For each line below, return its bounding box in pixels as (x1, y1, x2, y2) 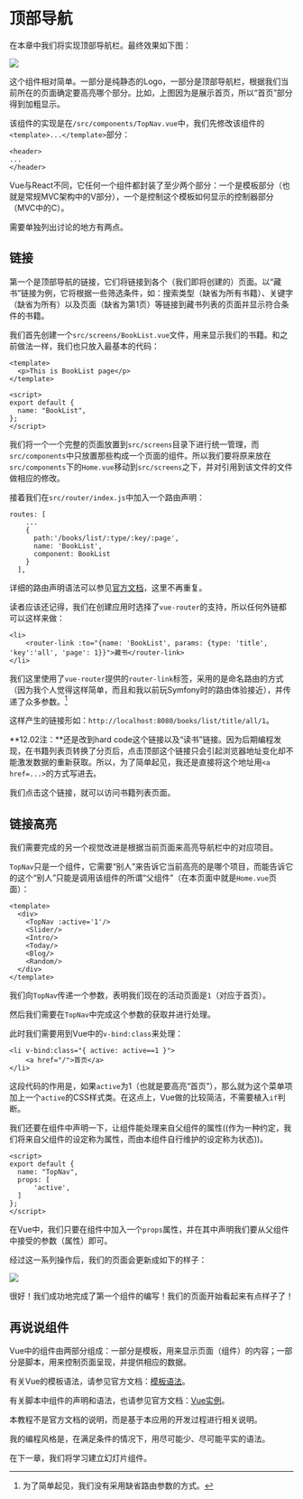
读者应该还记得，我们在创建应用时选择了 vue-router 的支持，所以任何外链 (9, 601, 280, 612)
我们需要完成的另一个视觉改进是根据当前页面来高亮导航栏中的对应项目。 (9, 842, 278, 853)
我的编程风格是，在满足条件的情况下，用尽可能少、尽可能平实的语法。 (9, 1433, 271, 1445)
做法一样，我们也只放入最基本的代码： (16, 340, 160, 351)
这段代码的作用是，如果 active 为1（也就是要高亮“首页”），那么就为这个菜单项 (9, 1081, 293, 1092)
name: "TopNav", (17, 1168, 78, 1177)
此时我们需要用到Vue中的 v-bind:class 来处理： (9, 1029, 184, 1039)
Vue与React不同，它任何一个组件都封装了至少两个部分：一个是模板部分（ (9, 180, 282, 191)
